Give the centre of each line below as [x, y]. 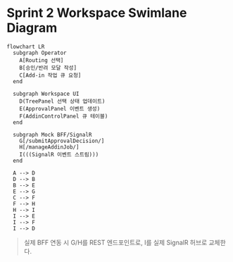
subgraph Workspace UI [46, 94]
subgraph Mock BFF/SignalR [52, 135]
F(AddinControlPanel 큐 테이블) [64, 116]
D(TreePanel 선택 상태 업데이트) [62, 101]
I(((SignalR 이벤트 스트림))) [59, 154]
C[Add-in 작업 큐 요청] [50, 75]
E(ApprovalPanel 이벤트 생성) [60, 108]
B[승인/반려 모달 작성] [48, 68]
